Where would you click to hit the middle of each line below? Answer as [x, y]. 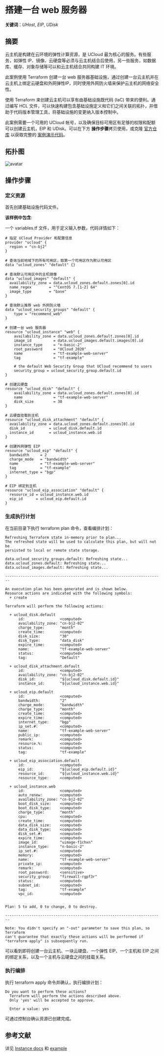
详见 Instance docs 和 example [36, 1048]
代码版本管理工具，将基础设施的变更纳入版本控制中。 [67, 112]
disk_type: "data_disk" [51, 640]
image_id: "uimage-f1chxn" [55, 842]
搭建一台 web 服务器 [46, 10]
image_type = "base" [38, 292]
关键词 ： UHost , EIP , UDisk [32, 25]
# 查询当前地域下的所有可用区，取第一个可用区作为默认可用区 [58, 261]
